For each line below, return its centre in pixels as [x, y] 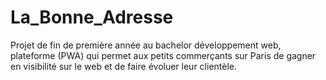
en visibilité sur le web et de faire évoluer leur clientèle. [124, 66]
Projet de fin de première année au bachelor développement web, [146, 45]
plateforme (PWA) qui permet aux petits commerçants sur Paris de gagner [163, 55]
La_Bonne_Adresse [92, 17]
